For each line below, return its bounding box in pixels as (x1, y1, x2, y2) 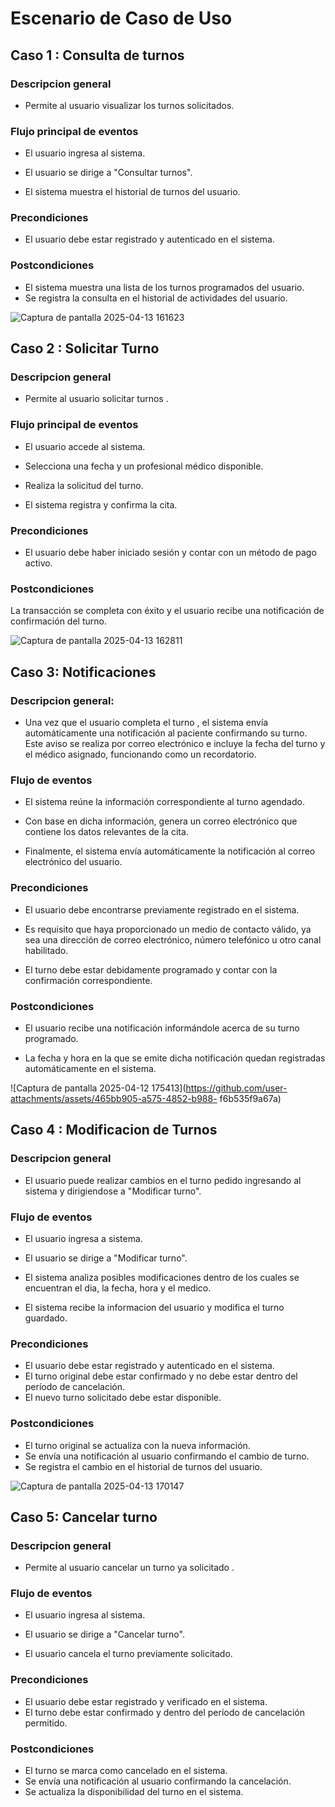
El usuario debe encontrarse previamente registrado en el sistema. (24, 903, 300, 916)
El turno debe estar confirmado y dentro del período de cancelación (24, 1706, 305, 1718)
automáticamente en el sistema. (24, 1062, 157, 1074)
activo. (24, 557, 53, 569)
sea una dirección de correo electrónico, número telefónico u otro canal (24, 933, 322, 946)
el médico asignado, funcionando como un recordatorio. (24, 748, 257, 761)
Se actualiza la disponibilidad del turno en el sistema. (24, 1786, 244, 1798)
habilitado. (24, 944, 69, 956)
